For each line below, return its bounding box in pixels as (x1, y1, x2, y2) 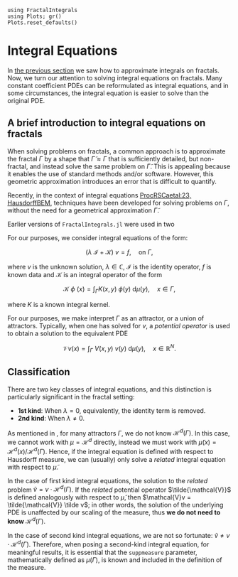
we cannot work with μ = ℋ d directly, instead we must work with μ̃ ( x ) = (7, 437, 217, 447)
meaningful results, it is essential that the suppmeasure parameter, (7, 548, 198, 556)
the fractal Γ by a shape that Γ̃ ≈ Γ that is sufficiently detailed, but (7, 154, 199, 163)
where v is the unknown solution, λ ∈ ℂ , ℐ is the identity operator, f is (7, 262, 212, 271)
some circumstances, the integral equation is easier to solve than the (7, 89, 210, 97)
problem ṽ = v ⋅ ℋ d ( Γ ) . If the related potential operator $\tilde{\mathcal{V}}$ (7, 484, 232, 494)
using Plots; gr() (7, 13, 62, 20)
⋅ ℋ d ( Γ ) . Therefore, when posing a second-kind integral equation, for (7, 539, 210, 549)
